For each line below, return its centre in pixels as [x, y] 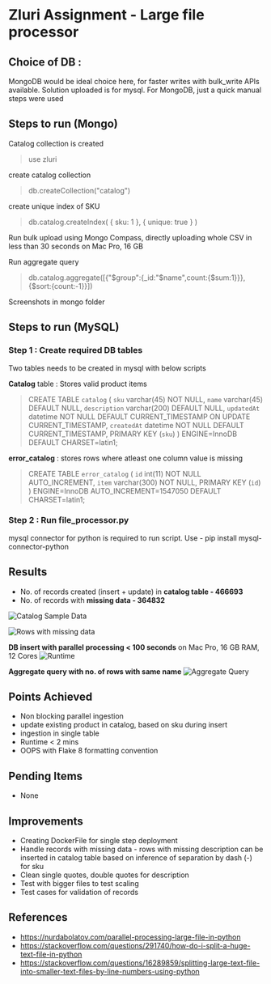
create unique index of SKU [54, 206]
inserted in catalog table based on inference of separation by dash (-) [136, 858]
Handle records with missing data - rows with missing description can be [142, 849]
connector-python [38, 546]
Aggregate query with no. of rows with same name [95, 671]
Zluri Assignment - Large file [106, 15]
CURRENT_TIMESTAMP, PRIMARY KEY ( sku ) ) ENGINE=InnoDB [132, 434]
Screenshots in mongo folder [57, 302]
